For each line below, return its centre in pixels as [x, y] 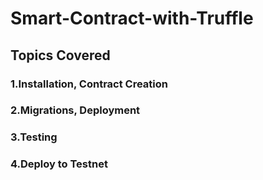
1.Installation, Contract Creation [89, 84]
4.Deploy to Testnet [59, 164]
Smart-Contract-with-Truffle [132, 18]
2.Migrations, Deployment [75, 110]
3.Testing [34, 137]
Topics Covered [60, 55]
